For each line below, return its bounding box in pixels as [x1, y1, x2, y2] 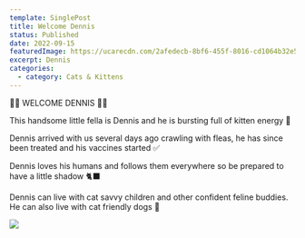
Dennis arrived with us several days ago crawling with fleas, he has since [9, 133, 283, 144]
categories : [9, 64, 54, 74]
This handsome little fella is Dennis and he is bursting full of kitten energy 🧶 [9, 114, 291, 125]
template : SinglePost [9, 13, 92, 23]
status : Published [9, 30, 79, 39]
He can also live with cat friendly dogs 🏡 [9, 201, 161, 212]
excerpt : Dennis [9, 55, 71, 64]
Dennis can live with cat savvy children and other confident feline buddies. [9, 192, 289, 203]
